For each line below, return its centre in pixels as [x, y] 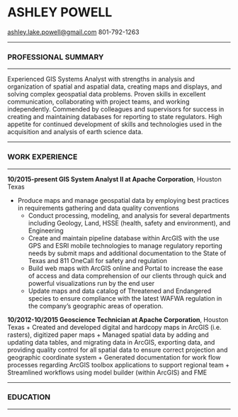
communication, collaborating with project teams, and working [98, 102]
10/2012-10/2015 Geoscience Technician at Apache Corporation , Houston [118, 319]
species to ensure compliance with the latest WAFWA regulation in [125, 298]
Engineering [46, 230]
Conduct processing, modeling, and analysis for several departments [129, 215]
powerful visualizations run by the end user [91, 283]
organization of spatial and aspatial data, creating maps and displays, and [115, 87]
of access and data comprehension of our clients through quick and [127, 276]
